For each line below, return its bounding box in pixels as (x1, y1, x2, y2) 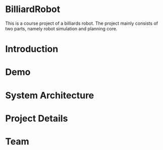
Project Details (5, 113, 68, 124)
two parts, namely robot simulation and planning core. (5, 25, 118, 31)
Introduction (5, 43, 59, 55)
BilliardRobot (5, 4, 61, 15)
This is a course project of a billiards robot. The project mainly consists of (5, 20, 158, 26)
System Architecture (5, 89, 94, 101)
